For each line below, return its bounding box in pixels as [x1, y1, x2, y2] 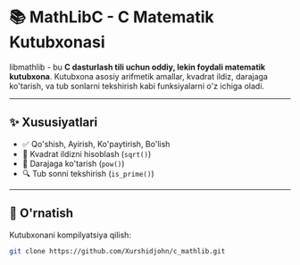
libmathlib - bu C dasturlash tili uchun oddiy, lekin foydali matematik [9, 62, 266, 72]
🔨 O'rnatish [9, 206, 74, 221]
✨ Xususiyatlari [9, 115, 98, 130]
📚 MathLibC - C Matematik [9, 7, 214, 28]
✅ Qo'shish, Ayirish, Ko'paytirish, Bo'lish [21, 138, 171, 149]
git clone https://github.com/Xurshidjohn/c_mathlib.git [9, 246, 226, 255]
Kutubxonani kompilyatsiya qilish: [9, 229, 132, 240]
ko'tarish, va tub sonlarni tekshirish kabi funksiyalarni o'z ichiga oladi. [9, 80, 265, 91]
